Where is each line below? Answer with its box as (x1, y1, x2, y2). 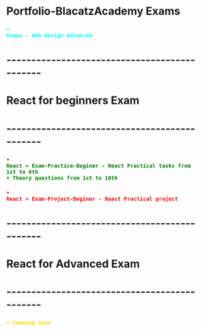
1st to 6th (6, 168, 38, 175)
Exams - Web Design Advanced (6, 32, 93, 39)
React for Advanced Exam (6, 257, 140, 271)
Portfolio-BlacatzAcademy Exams (6, 4, 181, 18)
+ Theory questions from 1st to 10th (6, 175, 118, 181)
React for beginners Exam (6, 94, 140, 108)
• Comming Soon (6, 319, 52, 326)
